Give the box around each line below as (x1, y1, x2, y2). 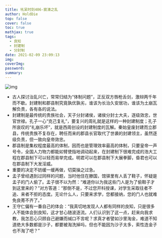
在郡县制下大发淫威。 (12, 161, 55, 166)
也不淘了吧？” (12, 227, 40, 234)
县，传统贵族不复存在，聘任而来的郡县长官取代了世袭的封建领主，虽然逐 (12, 130, 157, 136)
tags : (5, 35, 16, 39)
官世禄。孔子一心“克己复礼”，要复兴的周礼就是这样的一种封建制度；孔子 (12, 118, 157, 124)
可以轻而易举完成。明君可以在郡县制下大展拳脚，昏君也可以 (37, 154, 157, 161)
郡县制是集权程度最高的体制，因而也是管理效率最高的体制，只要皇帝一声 (12, 142, 157, 148)
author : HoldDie (5, 12, 38, 17)
